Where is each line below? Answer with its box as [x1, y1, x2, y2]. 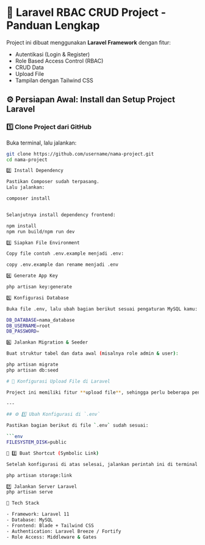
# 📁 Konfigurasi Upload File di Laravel [6, 378, 111, 385]
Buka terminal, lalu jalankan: [6, 139, 77, 146]
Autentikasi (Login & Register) [15, 50, 90, 58]
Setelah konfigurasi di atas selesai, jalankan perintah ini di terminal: [6, 461, 201, 467]
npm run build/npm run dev [6, 228, 75, 235]
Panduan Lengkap [6, 18, 100, 32]
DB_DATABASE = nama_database [6, 317, 75, 323]
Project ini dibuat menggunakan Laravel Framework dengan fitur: [6, 39, 171, 46]
